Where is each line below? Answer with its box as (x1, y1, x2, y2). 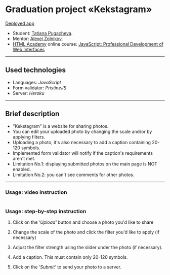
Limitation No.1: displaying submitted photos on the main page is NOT (12, 161, 158, 167)
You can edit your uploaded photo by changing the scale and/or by (12, 128, 152, 134)
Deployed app (5, 20, 34, 26)
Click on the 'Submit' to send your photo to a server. (12, 264, 121, 270)
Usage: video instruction (5, 189, 67, 196)
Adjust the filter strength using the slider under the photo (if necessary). (12, 245, 163, 251)
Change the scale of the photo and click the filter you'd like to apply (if (12, 229, 160, 235)
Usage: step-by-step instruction (5, 208, 87, 215)
